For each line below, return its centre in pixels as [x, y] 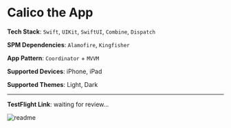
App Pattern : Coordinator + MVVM [53, 58]
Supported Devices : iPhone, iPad [55, 71]
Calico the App [50, 13]
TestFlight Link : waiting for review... [58, 104]
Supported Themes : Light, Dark [53, 84]
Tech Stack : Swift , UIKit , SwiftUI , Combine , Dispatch [81, 31]
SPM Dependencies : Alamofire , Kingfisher [69, 44]
